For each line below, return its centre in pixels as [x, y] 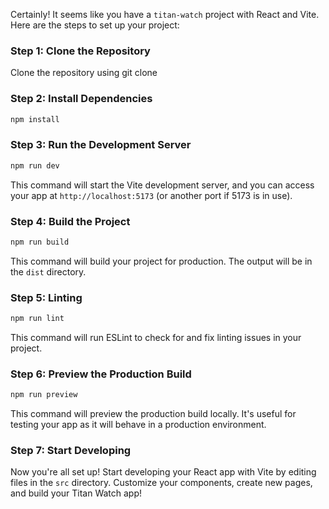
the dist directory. [48, 271]
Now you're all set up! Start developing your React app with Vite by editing [163, 472]
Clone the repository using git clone [84, 73]
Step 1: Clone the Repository [80, 51]
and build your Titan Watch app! [76, 493]
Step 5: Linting [46, 297]
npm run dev [35, 165]
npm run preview [44, 395]
